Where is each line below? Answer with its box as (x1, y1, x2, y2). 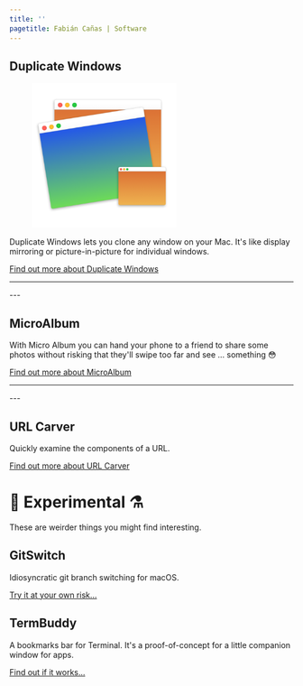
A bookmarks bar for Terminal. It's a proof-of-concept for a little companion (9, 639, 291, 650)
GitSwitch (9, 548, 66, 563)
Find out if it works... (9, 666, 86, 677)
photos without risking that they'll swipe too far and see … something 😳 (9, 349, 277, 360)
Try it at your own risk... (9, 589, 97, 600)
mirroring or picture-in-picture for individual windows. (9, 246, 210, 257)
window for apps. (9, 649, 75, 660)
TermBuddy (9, 616, 78, 631)
